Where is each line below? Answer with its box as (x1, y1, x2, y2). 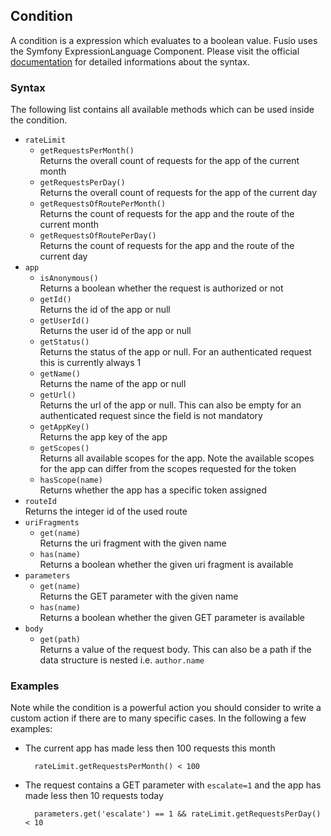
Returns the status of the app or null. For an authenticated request (39, 346, 312, 358)
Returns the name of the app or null (39, 378, 187, 390)
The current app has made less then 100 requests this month (24, 742, 276, 754)
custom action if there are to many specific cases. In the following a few (10, 712, 307, 724)
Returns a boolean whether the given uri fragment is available (39, 559, 294, 571)
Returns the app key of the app (39, 431, 168, 443)
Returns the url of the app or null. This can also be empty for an (39, 399, 302, 411)
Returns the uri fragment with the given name (39, 537, 227, 549)
